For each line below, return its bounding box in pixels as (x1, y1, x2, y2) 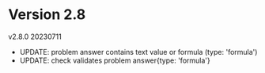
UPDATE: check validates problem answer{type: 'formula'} (19, 56, 211, 65)
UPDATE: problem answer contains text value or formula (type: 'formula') (19, 47, 258, 56)
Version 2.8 (8, 6, 86, 24)
